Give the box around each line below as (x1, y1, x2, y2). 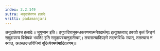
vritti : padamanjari (5, 16, 47, 21)
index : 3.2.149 (5, 7, 36, 12)
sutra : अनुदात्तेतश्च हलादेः (5, 12, 46, 17)
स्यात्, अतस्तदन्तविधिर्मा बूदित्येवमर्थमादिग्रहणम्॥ (5, 40, 76, 46)
